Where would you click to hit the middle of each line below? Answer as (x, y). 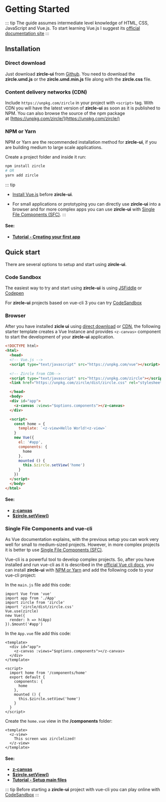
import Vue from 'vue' (28, 594)
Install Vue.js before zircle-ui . (42, 194)
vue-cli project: (21, 575)
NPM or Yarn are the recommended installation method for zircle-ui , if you (81, 142)
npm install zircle (25, 166)
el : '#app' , (30, 442)
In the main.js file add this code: (38, 585)
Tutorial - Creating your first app (46, 237)
